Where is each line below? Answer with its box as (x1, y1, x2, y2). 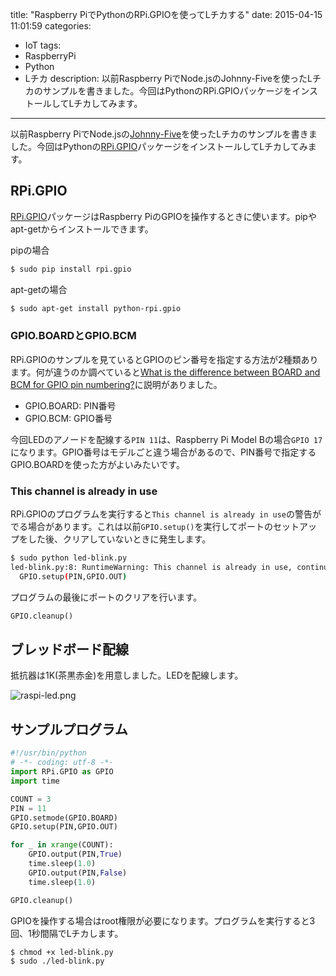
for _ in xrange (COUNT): (10, 840, 114, 850)
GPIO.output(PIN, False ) (28, 868, 128, 878)
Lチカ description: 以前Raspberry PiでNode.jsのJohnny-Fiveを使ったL (24, 73, 313, 84)
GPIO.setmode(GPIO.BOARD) (10, 813, 118, 823)
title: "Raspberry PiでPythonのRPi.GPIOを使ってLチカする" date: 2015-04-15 (10, 9, 323, 20)
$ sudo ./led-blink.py (10, 956, 105, 967)
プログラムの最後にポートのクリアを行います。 (10, 591, 203, 603)
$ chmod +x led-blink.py (10, 947, 114, 957)
